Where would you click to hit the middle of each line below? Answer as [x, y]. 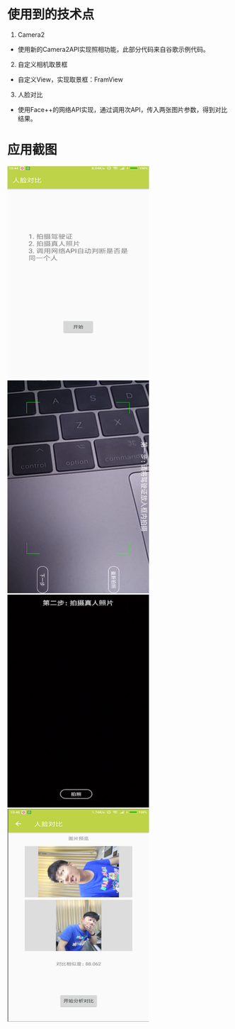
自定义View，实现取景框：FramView [70, 79]
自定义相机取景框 [42, 64]
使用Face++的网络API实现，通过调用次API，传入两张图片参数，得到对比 [122, 109]
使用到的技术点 [51, 15]
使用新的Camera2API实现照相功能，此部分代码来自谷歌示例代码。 [114, 49]
